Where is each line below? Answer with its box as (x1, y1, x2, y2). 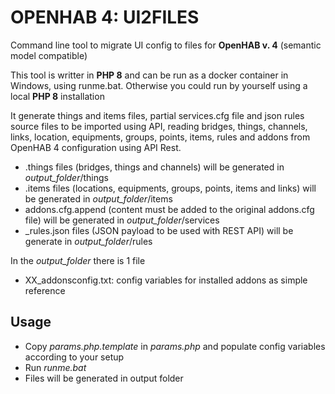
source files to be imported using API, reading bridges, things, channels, (10, 120, 308, 132)
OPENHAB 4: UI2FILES (10, 6, 200, 29)
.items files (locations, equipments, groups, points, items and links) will (24, 182, 317, 194)
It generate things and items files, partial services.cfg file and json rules (10, 109, 305, 121)
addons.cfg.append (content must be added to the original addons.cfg (24, 203, 315, 215)
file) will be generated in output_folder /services (24, 214, 220, 226)
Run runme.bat (24, 361, 87, 373)
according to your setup (24, 351, 125, 363)
